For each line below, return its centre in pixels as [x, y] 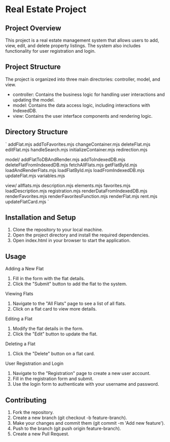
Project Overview [33, 28]
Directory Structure [37, 132]
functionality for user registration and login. [50, 51]
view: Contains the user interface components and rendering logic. [82, 116]
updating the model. [33, 99]
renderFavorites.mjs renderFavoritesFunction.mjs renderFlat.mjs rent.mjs [81, 196]
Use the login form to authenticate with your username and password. [86, 384]
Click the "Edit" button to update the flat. [55, 334]
